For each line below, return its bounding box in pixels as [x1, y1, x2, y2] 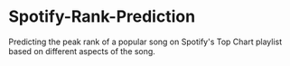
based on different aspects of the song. [8, 45, 155, 56]
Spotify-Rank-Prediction [8, 6, 196, 27]
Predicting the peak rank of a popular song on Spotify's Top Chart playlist [8, 36, 282, 47]
